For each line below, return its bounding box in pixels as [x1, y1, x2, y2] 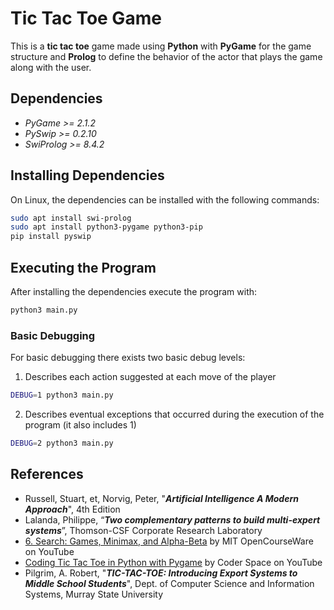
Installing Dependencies [10, 167, 165, 184]
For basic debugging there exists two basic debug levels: [10, 352, 246, 364]
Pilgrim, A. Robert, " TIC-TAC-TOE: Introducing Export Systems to [24, 567, 298, 579]
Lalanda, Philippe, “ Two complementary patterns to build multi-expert [24, 513, 321, 526]
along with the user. [10, 61, 92, 73]
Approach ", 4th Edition [24, 503, 121, 515]
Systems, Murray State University [24, 588, 164, 600]
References [10, 466, 84, 483]
